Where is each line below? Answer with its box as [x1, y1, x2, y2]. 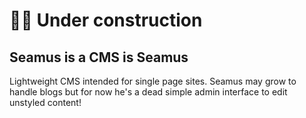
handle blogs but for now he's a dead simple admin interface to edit [9, 86, 288, 98]
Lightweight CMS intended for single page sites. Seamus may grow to [9, 75, 297, 87]
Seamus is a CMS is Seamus [9, 49, 189, 66]
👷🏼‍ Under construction [9, 9, 203, 32]
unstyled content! [9, 97, 82, 108]
